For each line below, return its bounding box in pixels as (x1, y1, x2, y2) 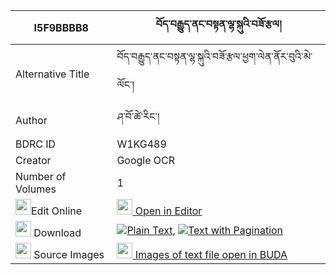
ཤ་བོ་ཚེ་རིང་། (116, 110, 160, 123)
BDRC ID (15, 137, 57, 151)
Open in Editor (134, 204, 203, 218)
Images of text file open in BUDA (134, 248, 288, 261)
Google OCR (116, 154, 176, 167)
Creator (15, 154, 52, 167)
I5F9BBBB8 (33, 20, 89, 34)
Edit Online (31, 204, 83, 218)
